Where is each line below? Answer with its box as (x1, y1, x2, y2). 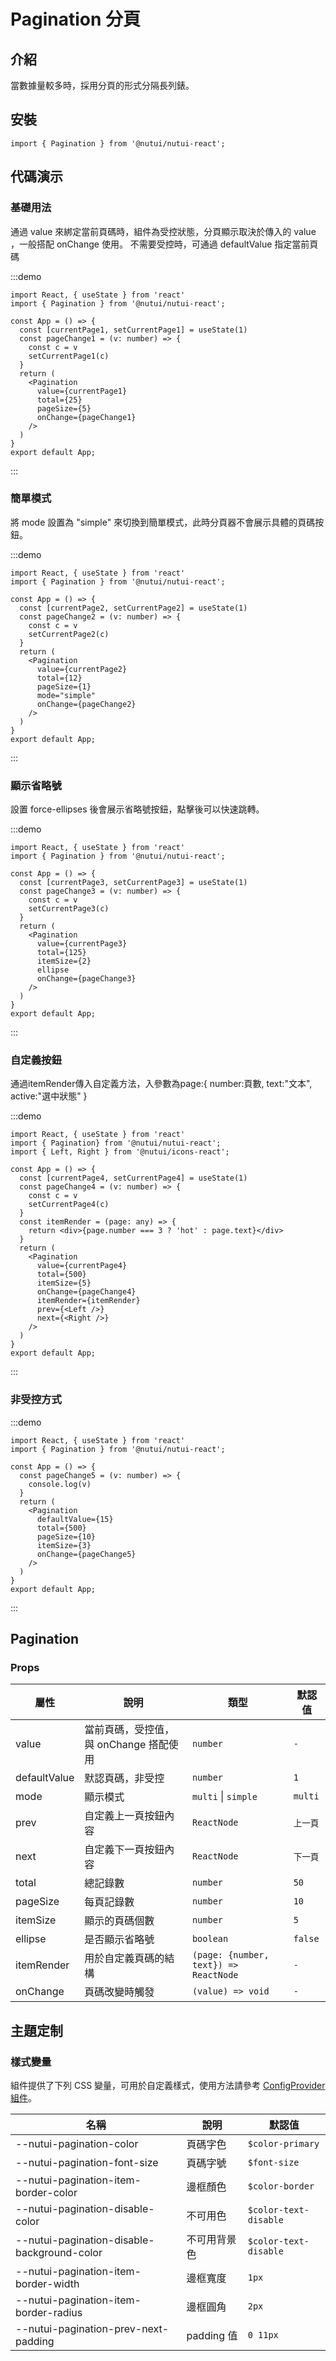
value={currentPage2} (36, 664, 128, 674)
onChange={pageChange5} (36, 1549, 137, 1559)
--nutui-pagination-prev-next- (15, 2322, 170, 2336)
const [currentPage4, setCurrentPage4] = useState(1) (19, 1173, 248, 1184)
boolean (191, 1933, 229, 1945)
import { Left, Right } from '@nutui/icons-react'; (10, 1147, 230, 1157)
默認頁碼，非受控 (84, 1771, 165, 1785)
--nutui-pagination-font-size (15, 2156, 159, 2170)
